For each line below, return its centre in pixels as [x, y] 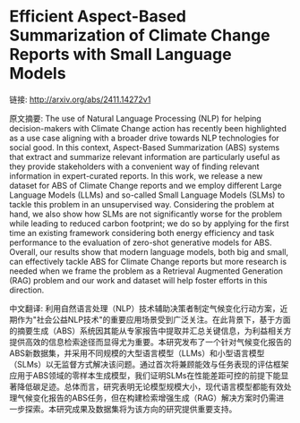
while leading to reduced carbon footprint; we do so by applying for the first [149, 223]
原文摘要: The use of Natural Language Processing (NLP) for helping [135, 118]
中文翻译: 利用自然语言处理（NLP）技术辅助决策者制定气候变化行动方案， [145, 308]
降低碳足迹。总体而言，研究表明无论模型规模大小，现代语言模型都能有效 [150, 386]
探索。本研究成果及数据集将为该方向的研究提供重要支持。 [131, 409]
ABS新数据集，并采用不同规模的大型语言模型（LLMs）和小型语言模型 [137, 353]
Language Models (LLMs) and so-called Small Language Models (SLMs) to [147, 195]
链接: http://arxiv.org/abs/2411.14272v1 [80, 99]
